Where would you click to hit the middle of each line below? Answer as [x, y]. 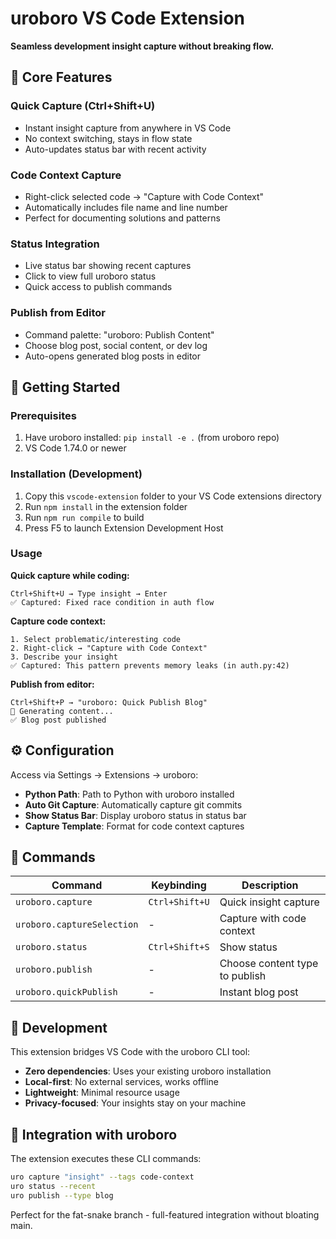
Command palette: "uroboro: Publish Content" [119, 334]
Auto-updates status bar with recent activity [115, 149]
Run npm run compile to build [84, 517]
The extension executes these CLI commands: [106, 1159]
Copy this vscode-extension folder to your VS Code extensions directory [173, 496]
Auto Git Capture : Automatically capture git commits [133, 804]
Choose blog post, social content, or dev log [116, 345]
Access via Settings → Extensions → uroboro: [104, 774]
